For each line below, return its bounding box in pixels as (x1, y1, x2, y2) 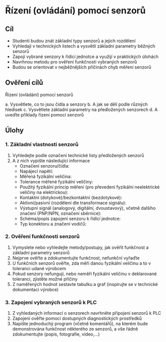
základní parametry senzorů (12, 249, 70, 255)
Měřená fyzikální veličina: (19, 173, 72, 179)
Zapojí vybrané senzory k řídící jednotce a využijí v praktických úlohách (12, 54, 159, 59)
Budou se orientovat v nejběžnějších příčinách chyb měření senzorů (12, 64, 152, 70)
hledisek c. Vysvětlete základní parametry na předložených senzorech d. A (5, 107, 158, 113)
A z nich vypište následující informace (12, 158, 90, 164)
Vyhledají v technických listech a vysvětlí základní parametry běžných (12, 43, 156, 49)
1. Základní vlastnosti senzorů (5, 141, 79, 148)
